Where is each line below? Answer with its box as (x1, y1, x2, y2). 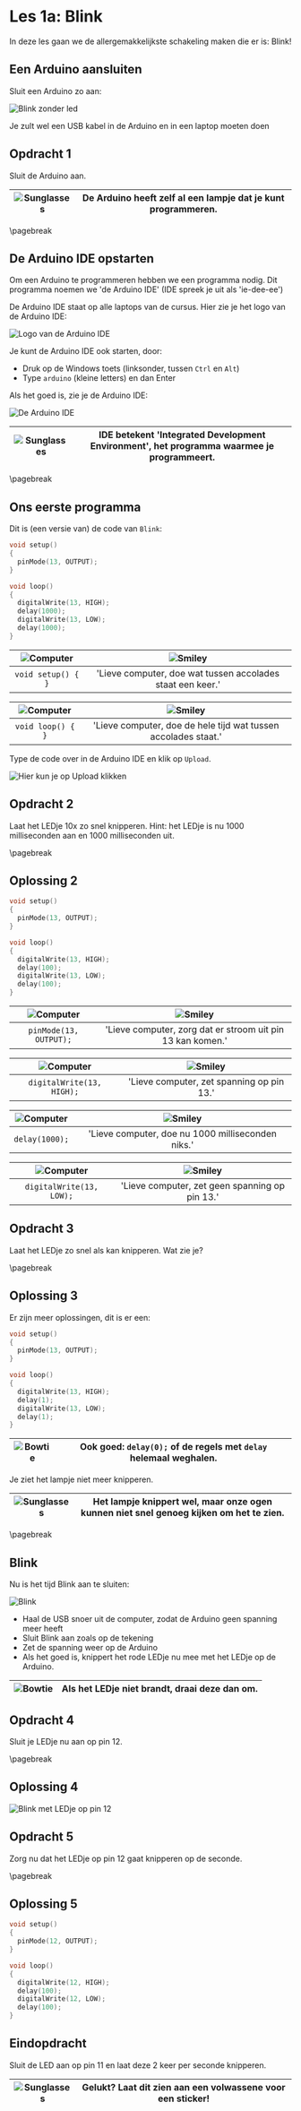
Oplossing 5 (9, 1896, 78, 1911)
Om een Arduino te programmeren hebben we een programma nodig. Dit (9, 275, 278, 286)
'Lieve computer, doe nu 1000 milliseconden (88, 1127, 278, 1140)
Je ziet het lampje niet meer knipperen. (9, 1474, 154, 1485)
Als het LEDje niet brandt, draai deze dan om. (61, 1683, 258, 1695)
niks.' (171, 1139, 194, 1151)
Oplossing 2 (9, 874, 78, 889)
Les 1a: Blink (9, 6, 103, 27)
